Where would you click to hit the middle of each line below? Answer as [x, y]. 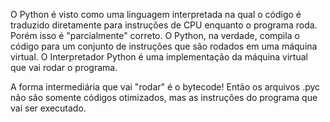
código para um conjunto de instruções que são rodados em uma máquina [164, 46]
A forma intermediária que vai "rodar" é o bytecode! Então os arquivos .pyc [165, 87]
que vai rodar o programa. [64, 67]
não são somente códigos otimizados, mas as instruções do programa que [164, 97]
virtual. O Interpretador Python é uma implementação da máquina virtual [159, 57]
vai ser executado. [48, 108]
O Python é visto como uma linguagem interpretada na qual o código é [156, 14]
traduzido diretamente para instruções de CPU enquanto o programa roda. [164, 25]
